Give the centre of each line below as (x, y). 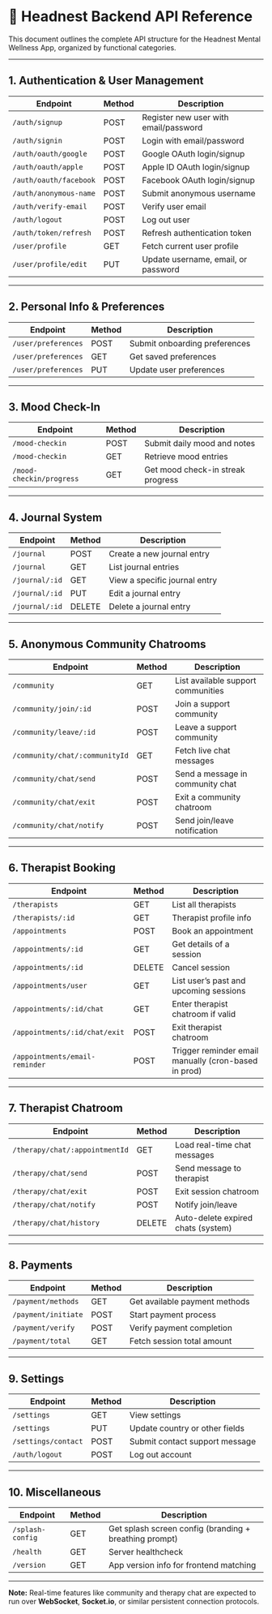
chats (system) (204, 1228)
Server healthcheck (146, 1552)
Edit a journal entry (144, 594)
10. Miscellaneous (55, 1492)
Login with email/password (193, 140)
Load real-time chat (213, 1144)
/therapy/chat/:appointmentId (71, 1150)
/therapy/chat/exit (50, 1191)
